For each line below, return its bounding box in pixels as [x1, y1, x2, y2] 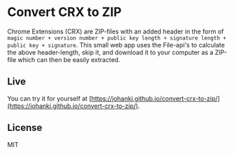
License [7, 122, 43, 134]
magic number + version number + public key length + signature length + [7, 34, 227, 42]
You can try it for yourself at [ [7, 94, 92, 102]
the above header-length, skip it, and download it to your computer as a [7, 48, 214, 56]
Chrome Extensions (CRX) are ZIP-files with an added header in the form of [7, 27, 224, 36]
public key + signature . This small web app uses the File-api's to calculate [7, 40, 225, 49]
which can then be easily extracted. [17, 55, 121, 63]
